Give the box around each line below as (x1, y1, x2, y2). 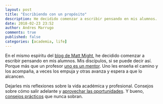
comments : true (5, 30, 36, 35)
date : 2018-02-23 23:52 (5, 21, 54, 26)
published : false (5, 35, 41, 40)
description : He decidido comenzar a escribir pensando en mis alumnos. (5, 16, 158, 21)
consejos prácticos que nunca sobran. (5, 93, 83, 99)
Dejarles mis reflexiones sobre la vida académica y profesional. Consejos (5, 83, 154, 89)
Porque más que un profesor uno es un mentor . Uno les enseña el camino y (5, 63, 159, 69)
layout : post (5, 7, 32, 12)
